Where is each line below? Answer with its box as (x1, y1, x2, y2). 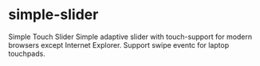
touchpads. (8, 49, 45, 58)
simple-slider (8, 6, 99, 24)
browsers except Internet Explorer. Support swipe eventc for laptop (8, 40, 230, 49)
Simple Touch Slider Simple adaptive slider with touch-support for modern (8, 32, 253, 41)
